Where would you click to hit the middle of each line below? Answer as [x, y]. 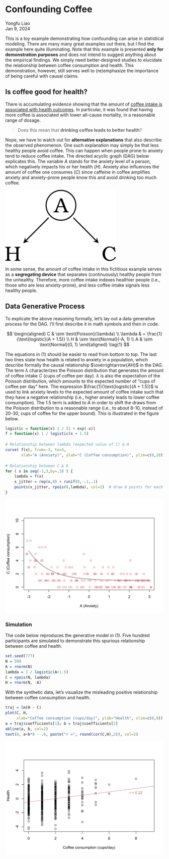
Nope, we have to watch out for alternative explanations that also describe [83, 139]
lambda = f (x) [29, 476]
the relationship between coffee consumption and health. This [70, 65]
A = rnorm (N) [19, 666]
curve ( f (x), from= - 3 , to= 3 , [36, 450]
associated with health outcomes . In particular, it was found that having [79, 109]
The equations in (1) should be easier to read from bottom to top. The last [81, 354]
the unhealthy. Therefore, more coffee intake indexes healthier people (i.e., [83, 279]
